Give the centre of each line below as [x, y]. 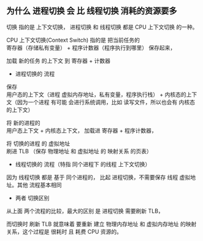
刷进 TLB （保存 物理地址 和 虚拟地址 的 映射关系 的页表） [79, 151]
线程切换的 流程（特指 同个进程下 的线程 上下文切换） [83, 164]
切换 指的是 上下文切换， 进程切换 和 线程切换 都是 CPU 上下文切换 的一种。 [102, 27]
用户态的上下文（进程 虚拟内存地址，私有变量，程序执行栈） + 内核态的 [97, 94]
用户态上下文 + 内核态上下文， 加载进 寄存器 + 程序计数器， [82, 130]
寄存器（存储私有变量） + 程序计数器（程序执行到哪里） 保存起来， [91, 47]
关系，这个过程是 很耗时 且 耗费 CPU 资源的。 [64, 231]
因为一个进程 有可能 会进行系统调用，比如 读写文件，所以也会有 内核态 [106, 102]
